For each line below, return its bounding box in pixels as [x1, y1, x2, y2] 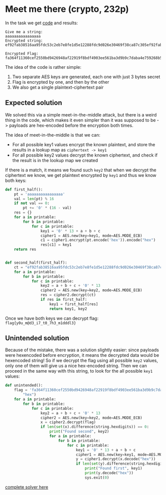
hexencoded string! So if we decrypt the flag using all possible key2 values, [5, 358, 158, 364]
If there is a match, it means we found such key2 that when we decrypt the [5, 167, 157, 173]
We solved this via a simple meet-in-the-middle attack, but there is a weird [5, 111, 157, 117]
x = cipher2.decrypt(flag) [40, 420, 96, 425]
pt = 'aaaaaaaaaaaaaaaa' [14, 192, 65, 197]
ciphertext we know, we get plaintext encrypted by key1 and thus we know [5, 172, 157, 178]
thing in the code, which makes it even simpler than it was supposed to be [5, 117, 156, 123]
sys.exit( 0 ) [84, 475, 110, 480]
